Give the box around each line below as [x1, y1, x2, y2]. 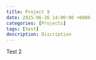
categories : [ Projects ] [6, 20, 66, 26]
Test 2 [6, 48, 22, 55]
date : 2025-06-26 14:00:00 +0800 [6, 15, 91, 21]
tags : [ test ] [6, 25, 39, 32]
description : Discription [6, 32, 71, 38]
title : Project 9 [6, 8, 50, 15]
